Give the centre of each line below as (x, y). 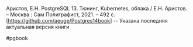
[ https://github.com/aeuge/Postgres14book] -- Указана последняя (87, 21)
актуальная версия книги (38, 27)
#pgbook (17, 38)
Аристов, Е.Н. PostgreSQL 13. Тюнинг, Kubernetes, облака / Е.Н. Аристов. (97, 8)
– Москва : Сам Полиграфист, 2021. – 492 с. (61, 15)
